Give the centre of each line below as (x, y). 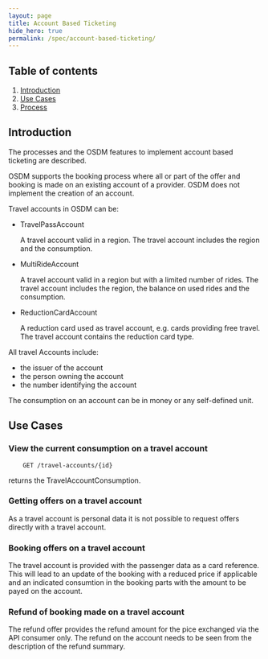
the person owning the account (72, 376)
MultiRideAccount (49, 264)
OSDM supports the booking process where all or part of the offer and (124, 176)
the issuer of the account (61, 368)
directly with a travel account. (57, 527)
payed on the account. (45, 591)
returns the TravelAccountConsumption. (75, 480)
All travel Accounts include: (53, 352)
